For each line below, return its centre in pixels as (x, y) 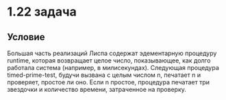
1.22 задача (42, 12)
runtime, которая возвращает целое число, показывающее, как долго (109, 61)
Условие (26, 37)
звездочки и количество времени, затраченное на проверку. (97, 89)
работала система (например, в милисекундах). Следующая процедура (113, 68)
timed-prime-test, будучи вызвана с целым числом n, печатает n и (104, 75)
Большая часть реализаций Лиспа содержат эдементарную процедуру (112, 53)
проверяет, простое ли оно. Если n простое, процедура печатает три (109, 82)
